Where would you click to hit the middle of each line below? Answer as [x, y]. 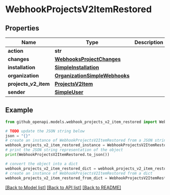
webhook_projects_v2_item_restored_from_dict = [56, 178]
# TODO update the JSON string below [45, 131]
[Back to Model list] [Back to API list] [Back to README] [63, 188]
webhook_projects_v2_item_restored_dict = [51, 169]
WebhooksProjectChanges [88, 59]
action [16, 51]
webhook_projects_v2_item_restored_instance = [55, 145]
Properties [22, 28]
